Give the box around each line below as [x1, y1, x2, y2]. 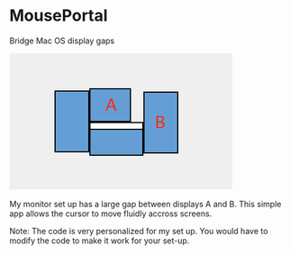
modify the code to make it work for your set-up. [9, 235, 190, 246]
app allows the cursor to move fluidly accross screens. [9, 208, 213, 219]
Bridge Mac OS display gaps [9, 35, 115, 46]
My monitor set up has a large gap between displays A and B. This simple [9, 198, 282, 209]
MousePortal [9, 5, 108, 26]
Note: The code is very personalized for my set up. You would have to [9, 225, 268, 236]
